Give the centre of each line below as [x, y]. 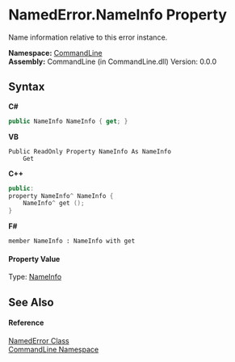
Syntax [27, 87]
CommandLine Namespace [54, 349]
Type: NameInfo [35, 277]
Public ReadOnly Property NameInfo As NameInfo [90, 151]
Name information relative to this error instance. [88, 37]
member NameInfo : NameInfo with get [72, 241]
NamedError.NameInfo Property [118, 15]
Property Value [34, 259]
